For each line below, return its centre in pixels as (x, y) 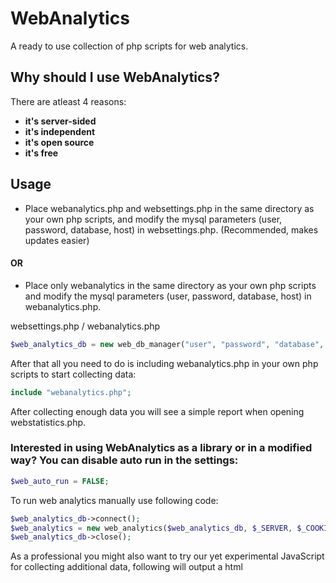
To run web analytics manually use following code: (114, 500)
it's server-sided (60, 121)
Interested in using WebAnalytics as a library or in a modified (161, 448)
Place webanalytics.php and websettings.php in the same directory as (169, 208)
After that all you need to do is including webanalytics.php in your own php (164, 363)
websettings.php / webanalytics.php (85, 326)
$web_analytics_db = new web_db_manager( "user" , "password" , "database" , (167, 344)
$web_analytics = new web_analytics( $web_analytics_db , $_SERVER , (151, 528)
